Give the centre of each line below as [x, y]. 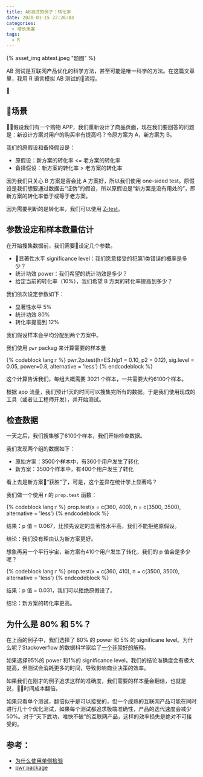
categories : [21, 23]
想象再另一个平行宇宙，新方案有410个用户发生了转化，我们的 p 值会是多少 [98, 552]
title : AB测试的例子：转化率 [39, 12]
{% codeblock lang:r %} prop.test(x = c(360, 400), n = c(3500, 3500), [94, 507]
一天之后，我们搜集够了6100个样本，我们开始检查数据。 [76, 436]
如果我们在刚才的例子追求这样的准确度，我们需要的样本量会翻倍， [88, 681]
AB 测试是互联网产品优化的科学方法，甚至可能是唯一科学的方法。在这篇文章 [101, 71]
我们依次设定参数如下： [35, 294]
